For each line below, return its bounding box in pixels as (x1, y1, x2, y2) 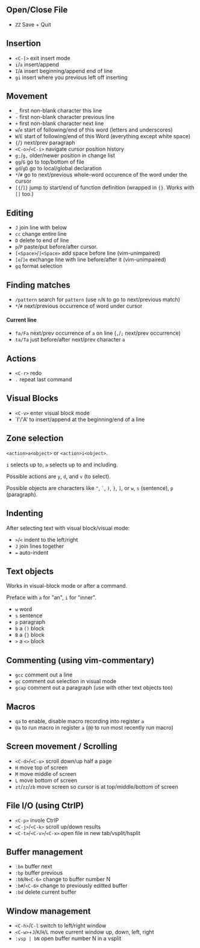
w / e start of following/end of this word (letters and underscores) (14, 126, 173, 133)
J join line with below (14, 224, 67, 231)
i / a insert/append (14, 60, 59, 68)
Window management (6, 906, 92, 916)
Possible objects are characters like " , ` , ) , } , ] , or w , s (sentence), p (6, 484, 173, 491)
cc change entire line (14, 231, 67, 238)
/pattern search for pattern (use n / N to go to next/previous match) (14, 296, 181, 304)
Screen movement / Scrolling (6, 742, 117, 752)
